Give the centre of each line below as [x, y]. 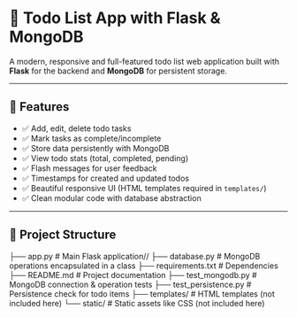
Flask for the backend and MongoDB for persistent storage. [118, 71]
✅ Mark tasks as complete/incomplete [91, 138]
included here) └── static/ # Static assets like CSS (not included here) [137, 303]
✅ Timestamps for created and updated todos [106, 178]
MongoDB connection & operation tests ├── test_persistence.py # [130, 284]
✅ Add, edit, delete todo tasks [76, 128]
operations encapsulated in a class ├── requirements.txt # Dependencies [144, 266]
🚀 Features [39, 107]
